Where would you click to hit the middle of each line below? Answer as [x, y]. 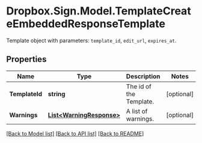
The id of [139, 87]
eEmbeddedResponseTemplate [86, 24]
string [57, 94]
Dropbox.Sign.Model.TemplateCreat [99, 11]
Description [143, 76]
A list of [137, 111]
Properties [26, 59]
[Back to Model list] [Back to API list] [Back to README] [75, 133]
